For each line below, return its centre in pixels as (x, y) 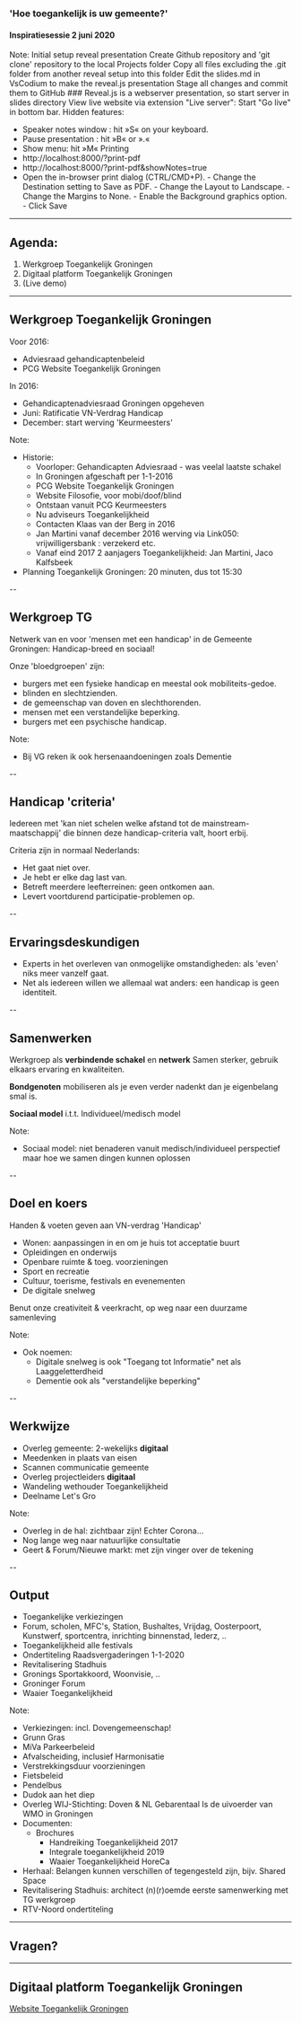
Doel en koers (48, 1203)
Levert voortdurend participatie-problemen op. (108, 897)
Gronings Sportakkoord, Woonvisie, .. (91, 1674)
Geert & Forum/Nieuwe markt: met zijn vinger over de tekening (138, 1550)
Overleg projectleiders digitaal (79, 1477)
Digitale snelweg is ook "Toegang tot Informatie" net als (138, 1361)
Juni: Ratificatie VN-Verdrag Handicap (93, 412)
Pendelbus (42, 1785)
